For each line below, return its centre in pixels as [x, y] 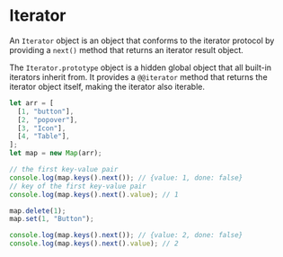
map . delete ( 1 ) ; [38, 211]
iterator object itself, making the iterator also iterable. [107, 86]
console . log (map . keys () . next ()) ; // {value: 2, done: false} [126, 235]
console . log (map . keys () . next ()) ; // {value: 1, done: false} [126, 177]
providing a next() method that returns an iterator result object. [127, 49]
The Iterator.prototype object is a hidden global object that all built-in [141, 67]
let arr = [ [31, 103]
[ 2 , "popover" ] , [48, 120]
